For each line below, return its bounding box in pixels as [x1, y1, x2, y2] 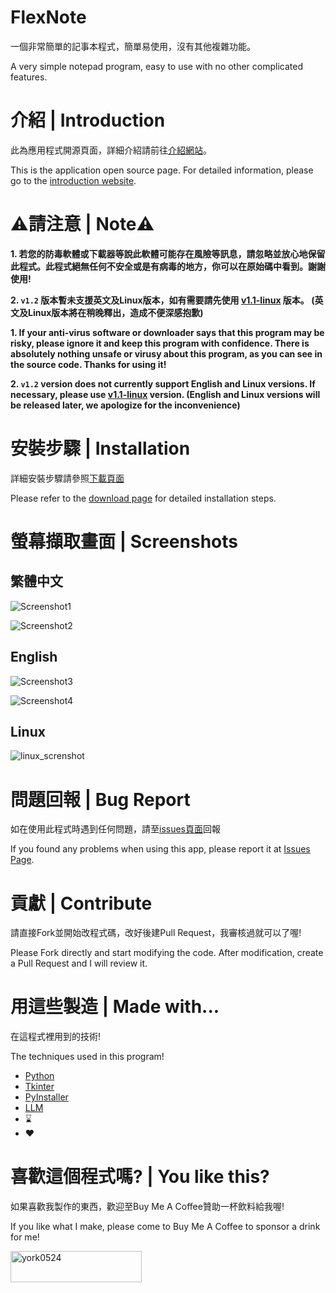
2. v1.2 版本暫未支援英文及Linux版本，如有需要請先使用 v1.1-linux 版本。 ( [10, 294, 315, 306]
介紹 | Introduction [10, 109, 166, 132]
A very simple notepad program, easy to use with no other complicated [10, 60, 304, 72]
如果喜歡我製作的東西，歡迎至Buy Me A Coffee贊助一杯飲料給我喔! [10, 1201, 285, 1213]
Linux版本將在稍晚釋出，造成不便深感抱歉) [27, 306, 204, 318]
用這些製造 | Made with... [10, 996, 220, 1018]
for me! [10, 1231, 40, 1243]
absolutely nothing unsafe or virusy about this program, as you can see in [10, 347, 323, 360]
